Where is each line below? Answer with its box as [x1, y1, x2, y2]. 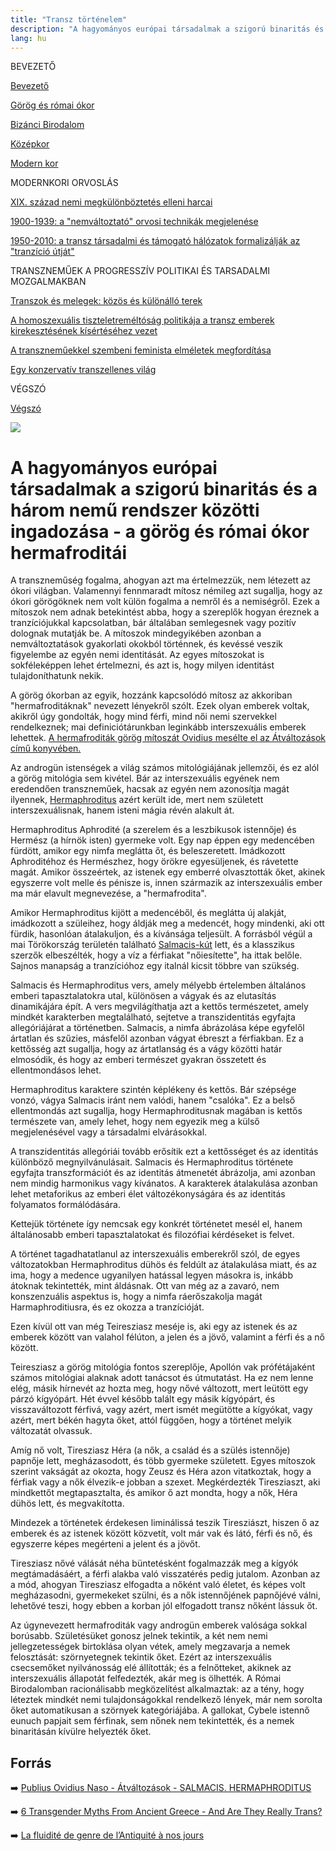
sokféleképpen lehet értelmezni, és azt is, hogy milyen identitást [10, 659, 275, 671]
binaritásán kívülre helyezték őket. [10, 1726, 152, 1738]
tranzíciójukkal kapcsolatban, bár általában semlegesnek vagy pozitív [10, 617, 297, 629]
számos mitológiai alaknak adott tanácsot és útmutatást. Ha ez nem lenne [10, 1372, 314, 1384]
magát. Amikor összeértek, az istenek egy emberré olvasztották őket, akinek [10, 866, 326, 878]
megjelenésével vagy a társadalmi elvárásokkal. [10, 1126, 208, 1138]
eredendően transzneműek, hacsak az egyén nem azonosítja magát [10, 783, 290, 795]
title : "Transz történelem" [10, 14, 128, 25]
